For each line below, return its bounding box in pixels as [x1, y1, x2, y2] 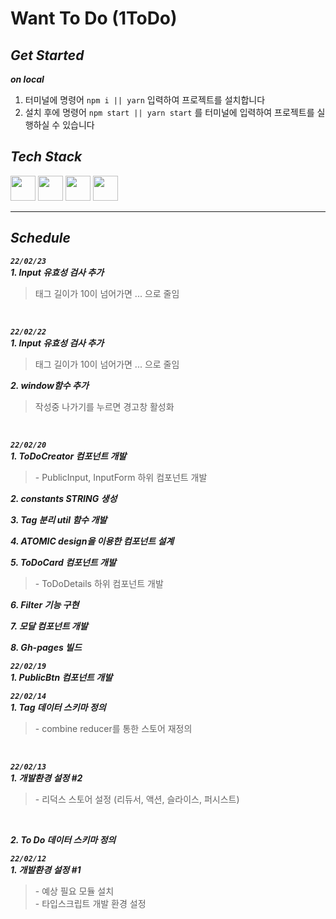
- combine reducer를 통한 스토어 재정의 [34, 722, 193, 734]
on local [10, 73, 45, 85]
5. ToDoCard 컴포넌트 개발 [10, 556, 117, 568]
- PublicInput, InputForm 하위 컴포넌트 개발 [34, 471, 208, 483]
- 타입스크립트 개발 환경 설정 [34, 897, 147, 909]
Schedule [10, 230, 71, 247]
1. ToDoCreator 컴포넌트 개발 [10, 450, 127, 462]
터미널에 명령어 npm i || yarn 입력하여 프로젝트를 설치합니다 [24, 94, 266, 106]
